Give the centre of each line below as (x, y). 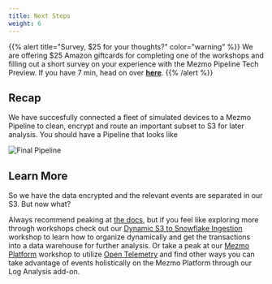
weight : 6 (25, 24)
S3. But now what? (40, 204)
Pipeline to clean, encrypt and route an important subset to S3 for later (127, 126)
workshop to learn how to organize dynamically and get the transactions (130, 237)
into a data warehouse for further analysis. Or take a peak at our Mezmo (129, 246)
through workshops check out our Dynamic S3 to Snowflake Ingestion (125, 229)
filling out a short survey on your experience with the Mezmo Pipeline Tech (134, 64)
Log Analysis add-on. (44, 272)
